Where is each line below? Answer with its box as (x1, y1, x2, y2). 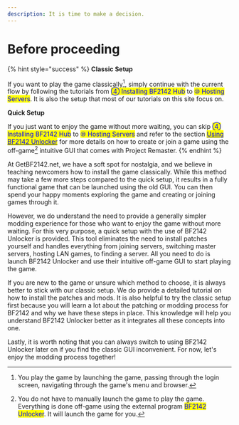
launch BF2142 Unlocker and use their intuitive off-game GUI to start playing (7, 257, 231, 266)
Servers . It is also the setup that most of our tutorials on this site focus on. (7, 95, 224, 103)
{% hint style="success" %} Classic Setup (7, 65, 133, 73)
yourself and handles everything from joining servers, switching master (7, 241, 216, 250)
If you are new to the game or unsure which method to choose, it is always (7, 278, 226, 287)
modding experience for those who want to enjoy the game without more (7, 219, 221, 228)
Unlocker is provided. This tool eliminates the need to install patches (7, 234, 208, 243)
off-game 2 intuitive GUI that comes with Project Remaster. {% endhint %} (7, 145, 223, 154)
